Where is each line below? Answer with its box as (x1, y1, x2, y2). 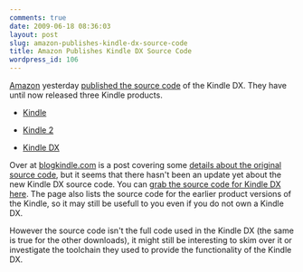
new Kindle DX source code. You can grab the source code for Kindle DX (9, 179, 281, 190)
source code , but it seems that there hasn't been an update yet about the (9, 169, 282, 180)
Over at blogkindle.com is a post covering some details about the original (9, 160, 282, 170)
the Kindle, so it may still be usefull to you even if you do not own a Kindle (9, 198, 285, 209)
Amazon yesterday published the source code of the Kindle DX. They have (9, 80, 288, 90)
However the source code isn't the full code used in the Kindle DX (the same (9, 225, 294, 236)
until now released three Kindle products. (9, 89, 163, 100)
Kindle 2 (22, 125, 54, 136)
